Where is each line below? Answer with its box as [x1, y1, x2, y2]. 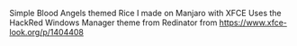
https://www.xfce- [219, 17, 288, 28]
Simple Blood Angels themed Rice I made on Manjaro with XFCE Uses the [9, 8, 282, 18]
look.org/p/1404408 [9, 27, 84, 37]
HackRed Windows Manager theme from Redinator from [9, 17, 218, 28]
